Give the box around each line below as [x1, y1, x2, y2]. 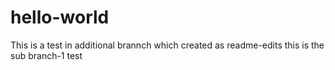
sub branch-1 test [10, 49, 83, 61]
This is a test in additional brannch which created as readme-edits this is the [10, 39, 325, 51]
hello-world [10, 6, 110, 29]
